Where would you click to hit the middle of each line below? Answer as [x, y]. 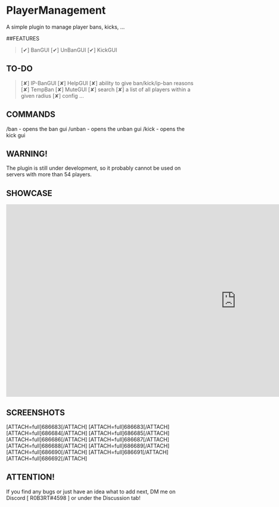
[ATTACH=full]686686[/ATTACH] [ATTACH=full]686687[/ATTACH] [88, 439]
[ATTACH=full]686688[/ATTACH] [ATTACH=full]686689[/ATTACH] [88, 446]
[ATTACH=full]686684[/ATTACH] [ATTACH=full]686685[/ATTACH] [88, 433]
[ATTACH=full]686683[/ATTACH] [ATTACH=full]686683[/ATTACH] [88, 427]
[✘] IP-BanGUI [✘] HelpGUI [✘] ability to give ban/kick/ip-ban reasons [107, 83]
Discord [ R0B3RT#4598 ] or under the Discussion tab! [74, 497]
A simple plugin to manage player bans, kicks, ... [66, 27]
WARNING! [27, 153]
